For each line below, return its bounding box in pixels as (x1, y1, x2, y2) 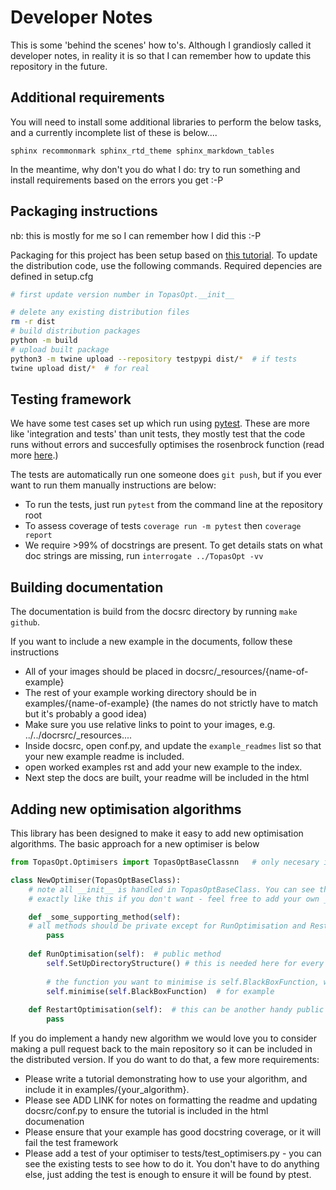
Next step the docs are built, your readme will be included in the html (24, 772, 310, 784)
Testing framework (10, 391, 132, 408)
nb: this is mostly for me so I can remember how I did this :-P (10, 229, 262, 241)
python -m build (10, 336, 78, 346)
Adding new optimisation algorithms (10, 801, 242, 818)
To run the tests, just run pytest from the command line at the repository (24, 499, 323, 511)
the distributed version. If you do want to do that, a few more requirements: (10, 1054, 320, 1065)
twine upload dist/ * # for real (10, 363, 150, 373)
